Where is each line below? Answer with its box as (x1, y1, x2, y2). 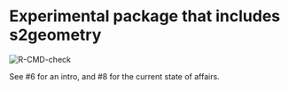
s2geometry (9, 25, 102, 45)
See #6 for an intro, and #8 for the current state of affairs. (9, 71, 220, 81)
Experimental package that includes (9, 6, 281, 26)
